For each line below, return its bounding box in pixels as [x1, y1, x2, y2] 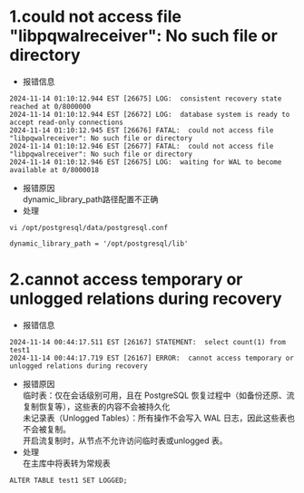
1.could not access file [9, 6, 181, 27]
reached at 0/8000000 [9, 101, 92, 111]
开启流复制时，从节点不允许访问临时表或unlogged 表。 [22, 435, 228, 446]
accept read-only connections [9, 118, 124, 127]
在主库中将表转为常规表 [22, 458, 111, 469]
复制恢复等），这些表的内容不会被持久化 [22, 401, 171, 411]
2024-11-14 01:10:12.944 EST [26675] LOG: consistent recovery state [9, 93, 282, 103]
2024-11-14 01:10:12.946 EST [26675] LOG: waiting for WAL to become [9, 157, 282, 167]
